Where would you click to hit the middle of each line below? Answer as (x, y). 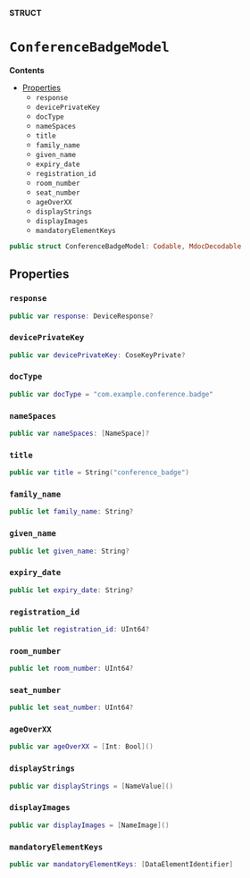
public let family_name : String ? (71, 512)
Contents (27, 70)
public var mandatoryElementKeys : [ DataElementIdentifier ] (121, 864)
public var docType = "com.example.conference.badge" (112, 394)
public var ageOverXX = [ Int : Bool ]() (81, 747)
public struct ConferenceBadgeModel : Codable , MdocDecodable (125, 246)
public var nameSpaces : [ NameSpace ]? (79, 434)
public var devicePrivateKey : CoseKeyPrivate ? (97, 355)
